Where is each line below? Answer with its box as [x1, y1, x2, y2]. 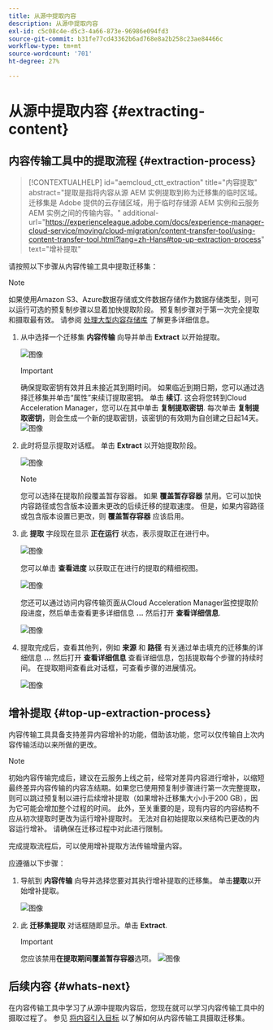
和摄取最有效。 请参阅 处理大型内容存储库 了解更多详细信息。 [8, 314, 214, 324]
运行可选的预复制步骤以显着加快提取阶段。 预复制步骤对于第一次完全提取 [15, 305, 260, 314]
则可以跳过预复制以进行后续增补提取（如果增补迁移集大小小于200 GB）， [8, 793, 251, 803]
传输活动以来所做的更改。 [15, 739, 102, 749]
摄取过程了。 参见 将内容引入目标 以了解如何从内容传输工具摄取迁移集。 [8, 1013, 249, 1023]
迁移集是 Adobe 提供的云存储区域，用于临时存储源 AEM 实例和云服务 [28, 197, 260, 208]
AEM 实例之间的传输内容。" [28, 208, 121, 217]
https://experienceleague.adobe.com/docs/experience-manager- [45, 217, 265, 226]
